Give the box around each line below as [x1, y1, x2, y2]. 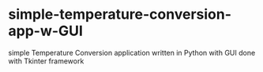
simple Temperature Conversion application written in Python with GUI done [8, 48, 256, 57]
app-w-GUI [8, 22, 83, 40]
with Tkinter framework [8, 56, 85, 66]
